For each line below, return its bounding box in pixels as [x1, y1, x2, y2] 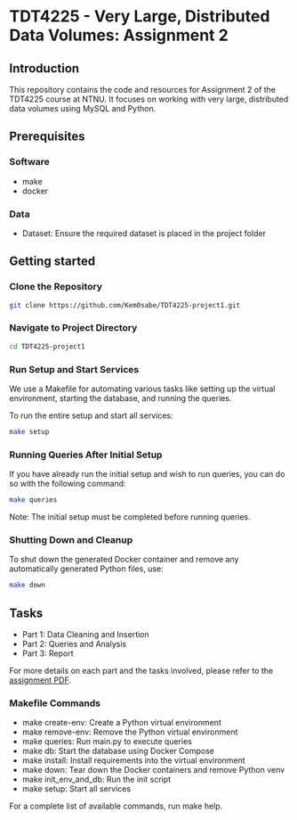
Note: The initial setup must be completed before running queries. [9, 512, 251, 522]
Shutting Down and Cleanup [9, 533, 133, 545]
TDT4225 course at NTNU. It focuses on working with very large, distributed [9, 94, 289, 104]
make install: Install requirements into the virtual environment [21, 755, 246, 766]
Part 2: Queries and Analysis [21, 639, 127, 650]
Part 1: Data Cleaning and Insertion [21, 629, 149, 640]
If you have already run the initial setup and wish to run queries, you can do [9, 469, 285, 480]
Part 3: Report [21, 648, 74, 659]
